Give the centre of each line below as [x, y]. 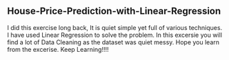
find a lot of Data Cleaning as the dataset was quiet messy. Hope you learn [113, 42]
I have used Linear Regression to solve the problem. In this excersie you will [115, 35]
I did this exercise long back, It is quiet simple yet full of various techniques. [115, 27]
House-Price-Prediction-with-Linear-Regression [114, 11]
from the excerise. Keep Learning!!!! [58, 49]
